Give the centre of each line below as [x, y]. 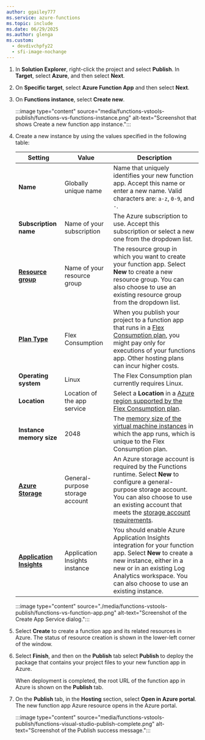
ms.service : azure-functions [43, 18]
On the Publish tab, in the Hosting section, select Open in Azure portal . [106, 699]
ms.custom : [20, 40]
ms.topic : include [30, 23]
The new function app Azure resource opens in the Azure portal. [96, 705]
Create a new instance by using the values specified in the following [101, 136]
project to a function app [149, 320]
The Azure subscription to [150, 216]
